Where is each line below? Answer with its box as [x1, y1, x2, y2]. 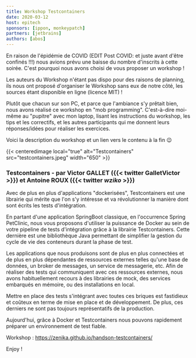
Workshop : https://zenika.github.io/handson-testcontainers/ [6, 334, 153, 342]
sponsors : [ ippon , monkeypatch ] [6, 25, 85, 31]
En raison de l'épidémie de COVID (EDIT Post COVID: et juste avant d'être [6, 52, 184, 59]
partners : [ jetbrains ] [6, 31, 62, 37]
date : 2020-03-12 [6, 14, 49, 20]
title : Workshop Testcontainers [6, 8, 85, 15]
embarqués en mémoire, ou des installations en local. [6, 281, 135, 289]
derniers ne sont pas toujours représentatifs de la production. [6, 305, 155, 312]
